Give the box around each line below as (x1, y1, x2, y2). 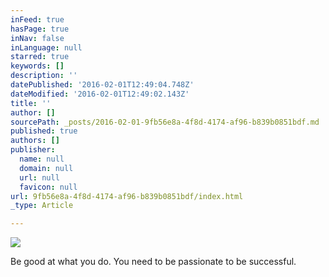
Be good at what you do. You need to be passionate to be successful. (10, 256, 297, 268)
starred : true (10, 52, 70, 62)
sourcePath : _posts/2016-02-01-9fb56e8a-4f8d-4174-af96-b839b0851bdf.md (10, 117, 320, 127)
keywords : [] (10, 61, 65, 71)
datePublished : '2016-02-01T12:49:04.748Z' (10, 80, 195, 90)
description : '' (10, 71, 78, 81)
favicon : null (19, 182, 78, 192)
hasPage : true (10, 24, 70, 34)
